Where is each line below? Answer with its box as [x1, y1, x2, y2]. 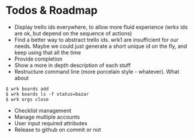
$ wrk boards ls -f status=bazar [5, 91, 89, 97]
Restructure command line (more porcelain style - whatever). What [14, 68, 180, 75]
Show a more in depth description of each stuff [14, 61, 131, 69]
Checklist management [14, 107, 72, 114]
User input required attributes [14, 119, 87, 126]
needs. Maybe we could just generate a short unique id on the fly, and [14, 43, 187, 50]
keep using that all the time [14, 49, 81, 56]
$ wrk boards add [5, 86, 49, 92]
